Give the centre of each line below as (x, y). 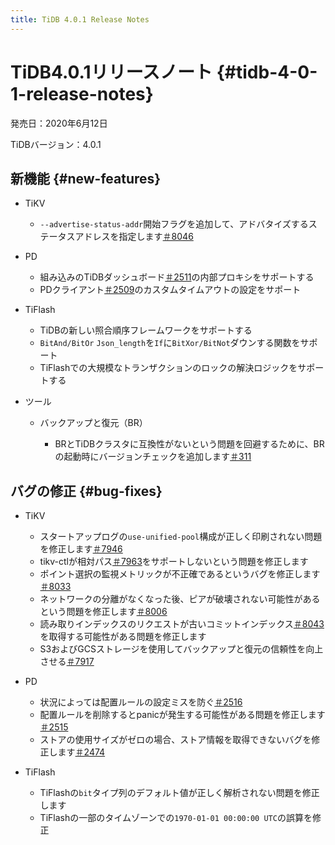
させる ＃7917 (67, 662)
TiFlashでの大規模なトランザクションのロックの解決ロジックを (168, 368)
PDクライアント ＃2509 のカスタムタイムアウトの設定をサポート (170, 290)
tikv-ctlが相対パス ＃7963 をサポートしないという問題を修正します (174, 562)
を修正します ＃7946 (81, 549)
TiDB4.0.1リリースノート (111, 72)
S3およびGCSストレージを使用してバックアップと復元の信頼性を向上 (181, 649)
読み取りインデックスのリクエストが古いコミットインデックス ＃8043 (182, 624)
